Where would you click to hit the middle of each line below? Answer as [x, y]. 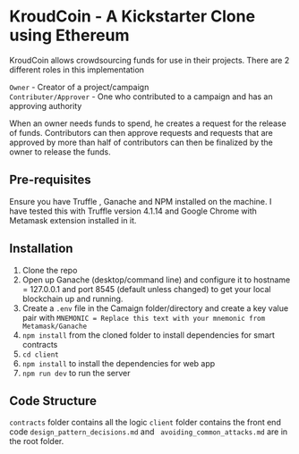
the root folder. [37, 441]
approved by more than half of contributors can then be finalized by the [141, 142]
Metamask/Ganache [55, 326]
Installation [41, 249]
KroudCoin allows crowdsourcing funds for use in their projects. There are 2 [149, 60]
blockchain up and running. [73, 298]
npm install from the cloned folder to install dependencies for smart [149, 335]
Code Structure [53, 401]
